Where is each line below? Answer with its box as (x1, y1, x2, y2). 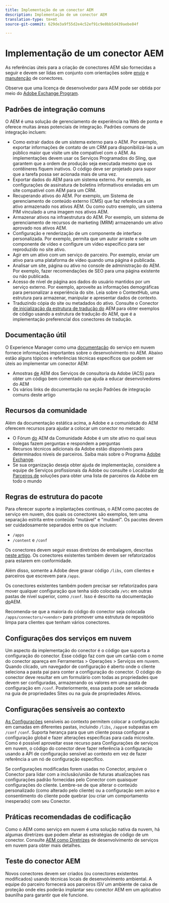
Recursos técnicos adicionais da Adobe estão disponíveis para (12, 445, 143, 451)
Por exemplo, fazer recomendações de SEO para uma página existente (12, 268, 160, 274)
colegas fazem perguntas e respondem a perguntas (12, 440, 121, 446)
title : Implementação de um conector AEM (5, 7, 94, 13)
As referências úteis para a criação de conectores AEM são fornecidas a (5, 64, 156, 71)
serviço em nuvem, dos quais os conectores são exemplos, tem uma (5, 511, 148, 517)
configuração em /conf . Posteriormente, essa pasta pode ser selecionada (5, 685, 159, 691)
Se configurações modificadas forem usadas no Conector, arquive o (5, 766, 147, 772)
